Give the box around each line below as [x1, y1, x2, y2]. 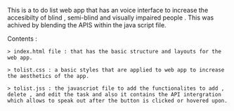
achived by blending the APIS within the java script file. [7, 21, 167, 29]
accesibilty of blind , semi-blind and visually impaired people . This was [7, 13, 214, 22]
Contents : [7, 34, 37, 43]
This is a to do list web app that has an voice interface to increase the [7, 6, 209, 14]
